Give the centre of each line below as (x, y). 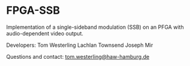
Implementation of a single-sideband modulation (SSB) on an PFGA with (95, 27)
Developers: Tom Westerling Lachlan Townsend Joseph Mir (80, 45)
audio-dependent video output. (45, 33)
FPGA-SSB (33, 10)
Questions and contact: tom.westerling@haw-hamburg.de (78, 56)
